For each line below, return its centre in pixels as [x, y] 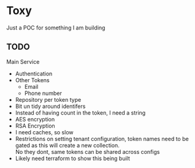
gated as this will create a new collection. [67, 145]
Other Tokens [32, 80]
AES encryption [35, 119]
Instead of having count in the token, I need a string [80, 113]
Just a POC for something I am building [56, 28]
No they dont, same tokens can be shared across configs [87, 151]
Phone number [43, 93]
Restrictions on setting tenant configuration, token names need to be [102, 139]
